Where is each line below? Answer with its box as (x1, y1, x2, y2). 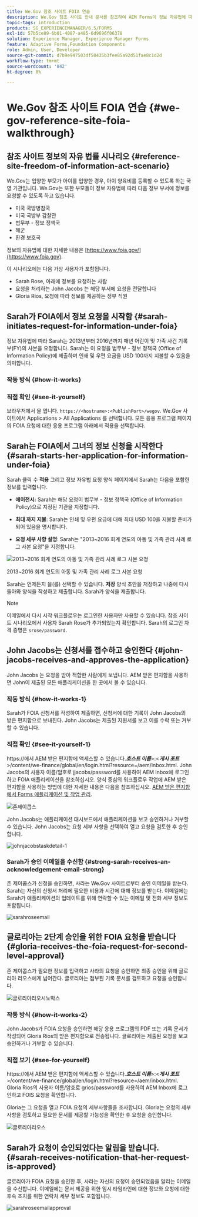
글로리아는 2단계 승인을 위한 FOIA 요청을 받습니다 (6, 932, 176, 942)
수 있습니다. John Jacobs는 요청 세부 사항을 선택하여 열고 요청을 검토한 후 (6, 823, 177, 830)
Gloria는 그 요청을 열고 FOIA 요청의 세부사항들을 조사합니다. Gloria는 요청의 (6, 1104, 180, 1111)
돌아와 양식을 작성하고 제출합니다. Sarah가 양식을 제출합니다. (6, 588, 146, 595)
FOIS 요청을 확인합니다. (22, 1092, 77, 1099)
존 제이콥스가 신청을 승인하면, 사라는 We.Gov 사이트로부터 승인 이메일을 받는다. (6, 880, 189, 887)
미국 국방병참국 (15, 204, 51, 212)
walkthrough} (6, 127, 75, 140)
